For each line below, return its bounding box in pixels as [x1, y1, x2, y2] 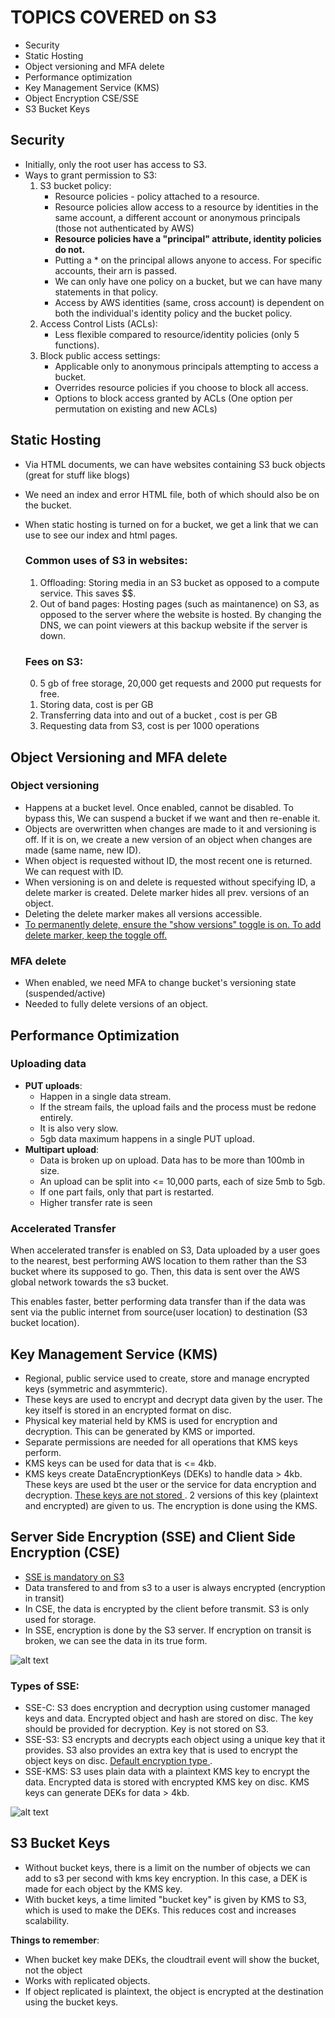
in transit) [24, 1592, 65, 1604]
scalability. [24, 1914, 70, 1926]
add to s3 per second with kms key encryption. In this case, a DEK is [24, 1872, 308, 1884]
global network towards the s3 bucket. [10, 1276, 169, 1288]
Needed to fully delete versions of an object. [24, 998, 209, 1010]
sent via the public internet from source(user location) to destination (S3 [10, 1306, 308, 1318]
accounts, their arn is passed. [54, 264, 178, 276]
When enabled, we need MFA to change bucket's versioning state [24, 977, 297, 989]
